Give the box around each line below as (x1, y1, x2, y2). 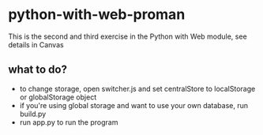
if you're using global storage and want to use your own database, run (19, 100, 249, 110)
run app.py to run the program (19, 117, 118, 127)
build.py (19, 109, 47, 118)
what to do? (8, 63, 67, 77)
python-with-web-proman (8, 6, 186, 24)
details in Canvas (8, 39, 65, 49)
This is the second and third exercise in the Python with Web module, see (8, 32, 247, 41)
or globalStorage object (19, 92, 97, 102)
